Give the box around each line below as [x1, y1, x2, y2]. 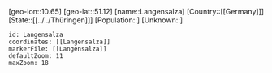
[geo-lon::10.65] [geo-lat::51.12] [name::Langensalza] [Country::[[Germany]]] [8, 7, 265, 16]
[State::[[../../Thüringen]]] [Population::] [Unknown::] [8, 15, 183, 25]
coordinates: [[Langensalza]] [8, 38, 111, 46]
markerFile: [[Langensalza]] [8, 45, 107, 53]
